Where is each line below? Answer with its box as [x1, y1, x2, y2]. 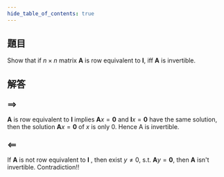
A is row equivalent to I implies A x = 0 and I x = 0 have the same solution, [7, 115, 217, 124]
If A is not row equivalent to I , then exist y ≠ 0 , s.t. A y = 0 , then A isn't [7, 155, 209, 164]
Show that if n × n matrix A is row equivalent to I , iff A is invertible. [7, 56, 196, 65]
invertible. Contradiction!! [7, 163, 80, 171]
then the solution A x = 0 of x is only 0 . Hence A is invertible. [7, 123, 180, 131]
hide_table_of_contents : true [7, 10, 95, 17]
